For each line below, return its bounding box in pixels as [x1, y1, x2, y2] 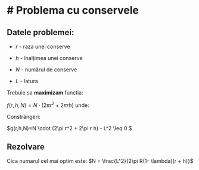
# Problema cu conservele [7, 4, 139, 17]
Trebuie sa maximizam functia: [7, 89, 83, 96]
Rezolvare [7, 142, 45, 152]
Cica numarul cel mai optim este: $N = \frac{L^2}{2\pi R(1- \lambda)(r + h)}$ [7, 158, 194, 165]
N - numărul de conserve [15, 66, 77, 73]
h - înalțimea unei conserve [15, 55, 83, 61]
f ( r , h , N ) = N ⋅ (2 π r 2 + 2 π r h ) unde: [7, 100, 89, 109]
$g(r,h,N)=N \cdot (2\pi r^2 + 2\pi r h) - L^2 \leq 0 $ [7, 124, 132, 131]
